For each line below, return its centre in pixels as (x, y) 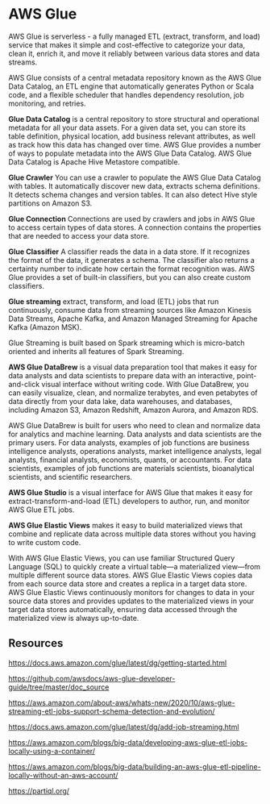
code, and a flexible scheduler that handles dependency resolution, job (126, 94)
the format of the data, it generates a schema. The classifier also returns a (132, 260)
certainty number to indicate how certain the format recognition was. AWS (132, 269)
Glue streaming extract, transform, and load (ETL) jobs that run (114, 301)
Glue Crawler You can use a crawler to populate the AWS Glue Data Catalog (135, 177)
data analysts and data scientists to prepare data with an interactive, (122, 375)
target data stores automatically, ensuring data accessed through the (123, 609)
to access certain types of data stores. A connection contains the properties (135, 227)
